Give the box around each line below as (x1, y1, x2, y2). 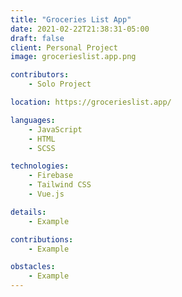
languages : (10, 115, 56, 125)
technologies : (10, 161, 70, 171)
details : (10, 207, 47, 217)
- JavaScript (28, 124, 83, 135)
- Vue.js (28, 189, 65, 199)
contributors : (10, 70, 70, 80)
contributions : (10, 234, 74, 245)
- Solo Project (28, 79, 92, 90)
